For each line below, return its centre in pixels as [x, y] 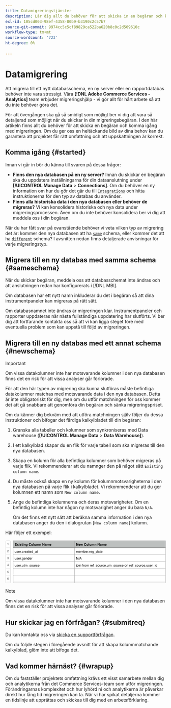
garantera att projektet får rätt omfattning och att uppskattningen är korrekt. [85, 136]
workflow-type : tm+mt [28, 32]
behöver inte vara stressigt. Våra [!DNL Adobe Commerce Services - [78, 94]
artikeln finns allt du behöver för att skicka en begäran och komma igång [81, 125]
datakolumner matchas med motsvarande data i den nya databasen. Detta [83, 394]
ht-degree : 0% [20, 43]
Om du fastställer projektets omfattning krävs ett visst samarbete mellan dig [85, 678]
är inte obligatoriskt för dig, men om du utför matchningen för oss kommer [83, 399]
